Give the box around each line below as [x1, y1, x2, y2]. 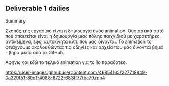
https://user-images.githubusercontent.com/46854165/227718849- [5, 69, 148, 75]
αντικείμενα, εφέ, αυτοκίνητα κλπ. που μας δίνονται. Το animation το [5, 38, 152, 45]
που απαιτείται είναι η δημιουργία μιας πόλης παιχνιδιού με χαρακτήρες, [5, 33, 161, 39]
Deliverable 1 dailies [5, 4, 70, 13]
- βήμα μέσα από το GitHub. [5, 49, 65, 55]
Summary [5, 17, 26, 24]
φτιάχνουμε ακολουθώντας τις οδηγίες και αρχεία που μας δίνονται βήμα [5, 44, 163, 50]
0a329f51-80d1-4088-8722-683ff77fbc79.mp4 [5, 74, 105, 81]
